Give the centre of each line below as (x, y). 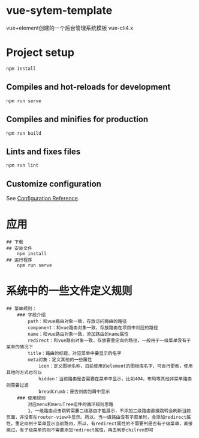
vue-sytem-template (59, 11)
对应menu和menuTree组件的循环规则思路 (71, 404)
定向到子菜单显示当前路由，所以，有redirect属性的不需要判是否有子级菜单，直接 (106, 424)
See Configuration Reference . (43, 199)
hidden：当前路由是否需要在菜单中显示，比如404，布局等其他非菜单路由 (115, 379)
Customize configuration (54, 184)
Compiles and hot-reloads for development (88, 87)
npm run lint (22, 165)
